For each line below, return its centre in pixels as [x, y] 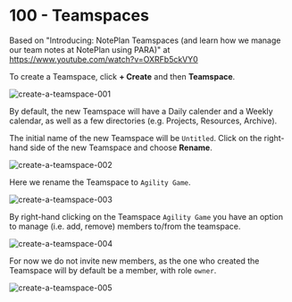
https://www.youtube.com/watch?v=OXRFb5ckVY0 [104, 59]
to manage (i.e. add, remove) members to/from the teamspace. [125, 226]
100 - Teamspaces [79, 16]
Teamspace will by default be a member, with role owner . [113, 270]
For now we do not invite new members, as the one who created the [134, 261]
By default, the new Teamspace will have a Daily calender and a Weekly [142, 111]
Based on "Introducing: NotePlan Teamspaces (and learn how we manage [145, 40]
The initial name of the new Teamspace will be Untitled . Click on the [136, 138]
